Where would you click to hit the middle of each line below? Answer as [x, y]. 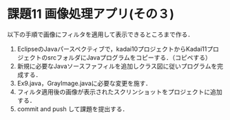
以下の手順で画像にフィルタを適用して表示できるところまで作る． [101, 34]
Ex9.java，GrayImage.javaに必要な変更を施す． [84, 83]
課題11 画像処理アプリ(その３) [91, 14]
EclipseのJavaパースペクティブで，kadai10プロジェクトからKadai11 [112, 49]
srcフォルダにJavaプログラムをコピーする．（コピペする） [129, 57]
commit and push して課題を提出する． [73, 109]
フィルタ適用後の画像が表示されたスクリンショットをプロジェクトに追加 [119, 92]
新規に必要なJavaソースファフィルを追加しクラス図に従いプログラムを [117, 66]
